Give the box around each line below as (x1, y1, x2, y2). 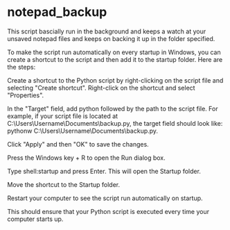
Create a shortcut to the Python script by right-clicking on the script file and (7, 76, 224, 84)
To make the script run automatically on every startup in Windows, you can (7, 48, 221, 56)
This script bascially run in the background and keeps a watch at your (7, 27, 206, 35)
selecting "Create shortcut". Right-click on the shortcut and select (7, 83, 195, 92)
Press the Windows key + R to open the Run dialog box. (7, 154, 166, 162)
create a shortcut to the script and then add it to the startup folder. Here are (7, 55, 223, 63)
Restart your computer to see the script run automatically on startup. (7, 194, 203, 202)
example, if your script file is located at (7, 112, 118, 120)
